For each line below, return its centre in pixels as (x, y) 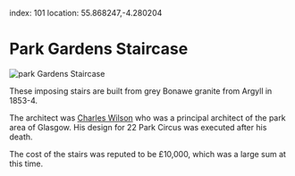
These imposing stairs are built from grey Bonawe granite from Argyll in (141, 91)
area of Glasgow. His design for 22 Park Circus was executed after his (138, 127)
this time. (26, 163)
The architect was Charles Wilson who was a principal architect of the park (147, 117)
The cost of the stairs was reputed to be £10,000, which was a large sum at (147, 154)
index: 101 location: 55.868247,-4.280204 (86, 13)
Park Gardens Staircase (99, 49)
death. (21, 137)
